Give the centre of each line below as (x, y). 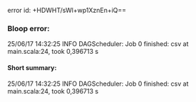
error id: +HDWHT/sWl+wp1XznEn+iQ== (67, 10)
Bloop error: (29, 28)
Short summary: (32, 67)
